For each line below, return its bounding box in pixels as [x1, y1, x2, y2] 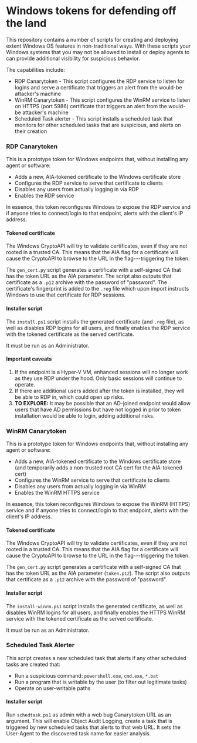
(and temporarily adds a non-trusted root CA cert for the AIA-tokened [14, 464, 183, 471]
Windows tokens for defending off [6, 4, 176, 18]
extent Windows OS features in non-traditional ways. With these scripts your [6, 42, 191, 49]
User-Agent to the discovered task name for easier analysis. [6, 730, 151, 737]
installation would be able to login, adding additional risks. [14, 412, 155, 419]
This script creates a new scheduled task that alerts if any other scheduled [6, 654, 186, 661]
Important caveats [6, 355, 52, 362]
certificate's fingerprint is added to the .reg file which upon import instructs [6, 285, 189, 292]
